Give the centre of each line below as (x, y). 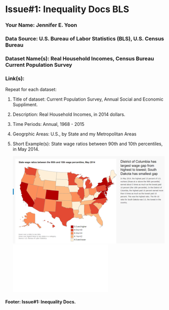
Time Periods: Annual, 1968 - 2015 (48, 124)
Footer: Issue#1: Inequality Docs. (40, 301)
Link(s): (15, 78)
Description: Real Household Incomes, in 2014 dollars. (69, 114)
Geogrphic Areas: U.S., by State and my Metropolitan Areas (74, 134)
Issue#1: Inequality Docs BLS (67, 9)
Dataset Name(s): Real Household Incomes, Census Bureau (80, 58)
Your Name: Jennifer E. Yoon (41, 25)
